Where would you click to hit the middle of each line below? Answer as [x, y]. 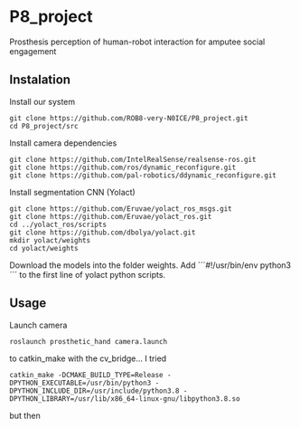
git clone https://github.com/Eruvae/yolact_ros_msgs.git [121, 209]
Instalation [40, 80]
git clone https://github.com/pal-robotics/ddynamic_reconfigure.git [143, 175]
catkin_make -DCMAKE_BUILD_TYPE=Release [87, 375]
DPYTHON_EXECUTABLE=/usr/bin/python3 [80, 383]
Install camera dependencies [63, 143]
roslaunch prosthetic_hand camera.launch [89, 341]
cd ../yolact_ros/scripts [58, 224]
